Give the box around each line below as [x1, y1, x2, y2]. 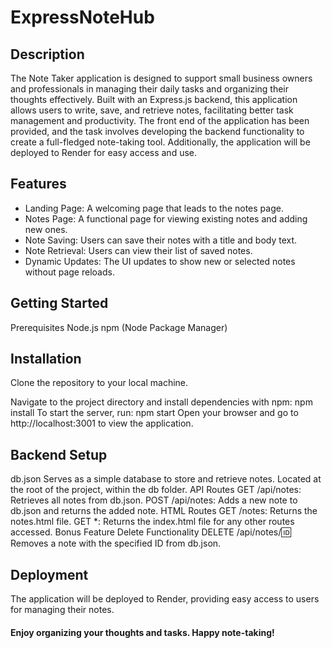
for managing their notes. [10, 604, 115, 616]
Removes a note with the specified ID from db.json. [10, 537, 222, 550]
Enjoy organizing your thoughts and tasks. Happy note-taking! [10, 626, 275, 638]
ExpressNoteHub [10, 6, 155, 29]
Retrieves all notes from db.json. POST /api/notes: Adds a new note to [10, 494, 298, 506]
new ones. [24, 223, 68, 235]
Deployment [10, 566, 89, 583]
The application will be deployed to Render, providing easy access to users [10, 593, 320, 605]
